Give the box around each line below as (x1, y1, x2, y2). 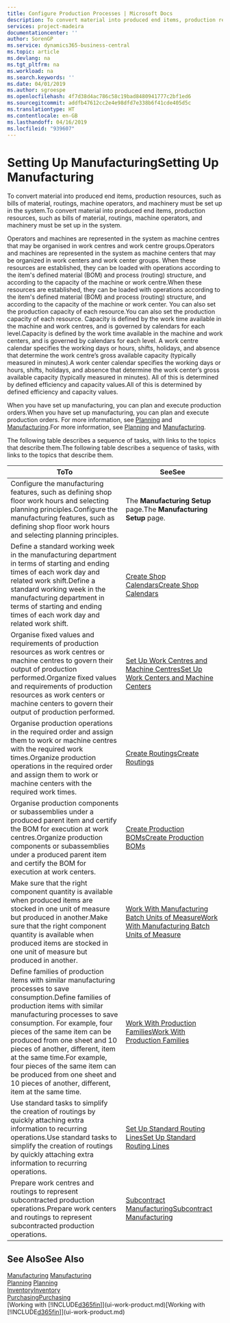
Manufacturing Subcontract (125, 1204, 213, 1214)
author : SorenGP (7, 36, 53, 43)
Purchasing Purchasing (7, 1293, 71, 1302)
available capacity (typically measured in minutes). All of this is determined (7, 373, 219, 381)
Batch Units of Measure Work (125, 913, 218, 922)
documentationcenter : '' (7, 29, 78, 36)
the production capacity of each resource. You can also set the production (7, 307, 216, 316)
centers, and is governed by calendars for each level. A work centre (7, 337, 199, 345)
